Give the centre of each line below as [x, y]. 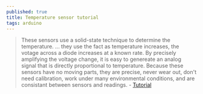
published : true [27, 12]
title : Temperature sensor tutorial [52, 17]
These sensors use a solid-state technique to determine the [96, 40]
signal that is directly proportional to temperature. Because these [102, 66]
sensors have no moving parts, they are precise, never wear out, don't [109, 72]
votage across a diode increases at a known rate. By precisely [99, 53]
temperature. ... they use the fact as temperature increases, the [100, 46]
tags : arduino [24, 23]
